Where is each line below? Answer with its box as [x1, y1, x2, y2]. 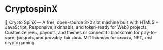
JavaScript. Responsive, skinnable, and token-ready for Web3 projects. [5, 24, 148, 30]
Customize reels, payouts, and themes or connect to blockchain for [5, 29, 140, 35]
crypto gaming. [5, 39, 36, 45]
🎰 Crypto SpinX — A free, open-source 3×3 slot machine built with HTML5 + [5, 19, 159, 25]
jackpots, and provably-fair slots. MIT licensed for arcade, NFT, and [16, 35, 152, 40]
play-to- [140, 29, 157, 35]
